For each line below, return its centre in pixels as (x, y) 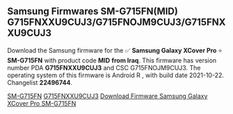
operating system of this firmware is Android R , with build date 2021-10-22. (116, 75)
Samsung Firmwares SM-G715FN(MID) (93, 11)
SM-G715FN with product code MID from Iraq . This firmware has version (112, 60)
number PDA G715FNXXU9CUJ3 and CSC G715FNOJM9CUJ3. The (104, 67)
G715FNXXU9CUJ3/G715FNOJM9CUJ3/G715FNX (116, 23)
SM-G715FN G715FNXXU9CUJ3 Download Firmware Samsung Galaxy (107, 96)
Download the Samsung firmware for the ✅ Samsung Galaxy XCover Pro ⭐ (115, 50)
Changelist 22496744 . (40, 82)
